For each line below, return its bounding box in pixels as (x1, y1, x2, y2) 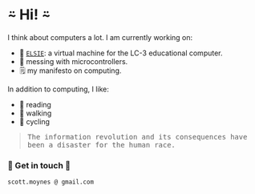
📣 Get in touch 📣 (7, 160, 71, 171)
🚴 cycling (18, 116, 50, 126)
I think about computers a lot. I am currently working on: (7, 32, 193, 42)
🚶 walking (18, 108, 52, 118)
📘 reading (18, 99, 51, 109)
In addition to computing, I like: (7, 84, 110, 94)
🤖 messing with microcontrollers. (18, 56, 128, 66)
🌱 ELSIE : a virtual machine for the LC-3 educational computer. (18, 48, 223, 58)
